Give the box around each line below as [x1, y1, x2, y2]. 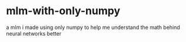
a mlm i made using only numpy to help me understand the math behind [6, 24, 181, 31]
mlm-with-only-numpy [6, 4, 121, 18]
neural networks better [6, 30, 62, 37]
